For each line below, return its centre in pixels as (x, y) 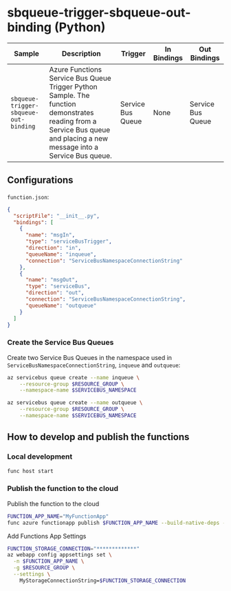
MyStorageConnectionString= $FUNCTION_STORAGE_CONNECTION (103, 581)
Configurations (40, 180)
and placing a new (79, 138)
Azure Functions (76, 69)
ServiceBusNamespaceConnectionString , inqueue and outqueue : (94, 365)
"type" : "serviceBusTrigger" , (68, 242)
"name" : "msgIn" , (50, 235)
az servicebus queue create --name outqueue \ (75, 403)
